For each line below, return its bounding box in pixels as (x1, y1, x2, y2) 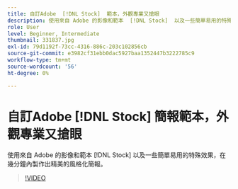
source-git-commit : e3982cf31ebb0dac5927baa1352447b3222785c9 (7, 50, 195, 57)
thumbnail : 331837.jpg (7, 37, 74, 44)
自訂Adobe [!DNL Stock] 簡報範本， (7, 108, 217, 125)
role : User (7, 23, 40, 30)
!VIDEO (24, 174, 46, 183)
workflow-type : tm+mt (7, 57, 72, 64)
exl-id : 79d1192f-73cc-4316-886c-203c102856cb (7, 43, 147, 50)
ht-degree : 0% (7, 69, 50, 76)
